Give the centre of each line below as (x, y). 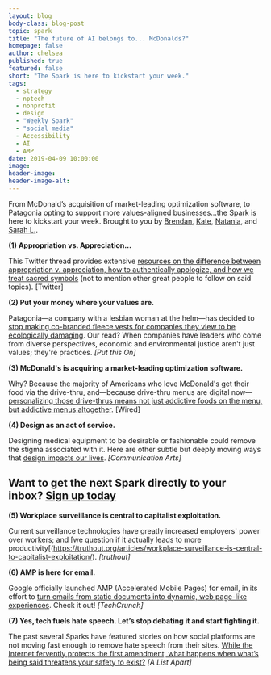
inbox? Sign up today (63, 496)
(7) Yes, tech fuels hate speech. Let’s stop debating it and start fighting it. (134, 620)
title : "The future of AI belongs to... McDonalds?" (99, 38)
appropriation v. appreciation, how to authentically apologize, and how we (131, 269)
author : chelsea (35, 53)
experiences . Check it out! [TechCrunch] (76, 605)
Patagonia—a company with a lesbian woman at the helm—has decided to (132, 318)
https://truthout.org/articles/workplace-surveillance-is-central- (158, 548)
